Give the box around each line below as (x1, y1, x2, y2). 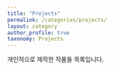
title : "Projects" (7, 10, 60, 17)
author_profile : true (7, 29, 70, 36)
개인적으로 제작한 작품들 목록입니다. (7, 56, 104, 64)
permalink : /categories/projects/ (7, 16, 108, 23)
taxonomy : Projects (7, 36, 64, 43)
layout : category (7, 23, 58, 30)
